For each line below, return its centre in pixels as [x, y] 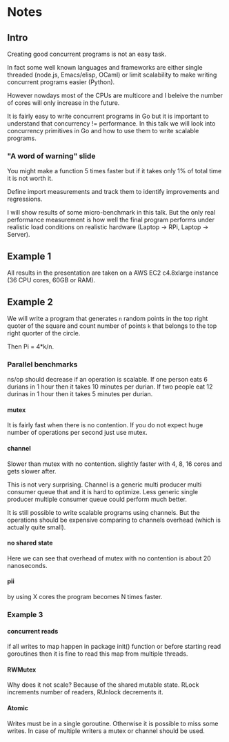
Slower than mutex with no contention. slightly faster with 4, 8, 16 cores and [115, 464]
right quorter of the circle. [44, 333]
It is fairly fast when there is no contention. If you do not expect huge [105, 425]
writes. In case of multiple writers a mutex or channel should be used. [106, 731]
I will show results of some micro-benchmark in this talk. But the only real [111, 213]
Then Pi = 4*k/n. [30, 346]
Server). [19, 235]
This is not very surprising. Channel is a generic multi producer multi [104, 485]
